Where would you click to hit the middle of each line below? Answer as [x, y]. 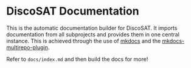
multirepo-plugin [27, 47]
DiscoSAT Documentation [73, 11]
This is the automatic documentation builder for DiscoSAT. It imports [92, 28]
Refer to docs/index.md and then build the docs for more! [77, 59]
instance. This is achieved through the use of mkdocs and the [84, 41]
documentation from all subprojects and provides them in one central [93, 34]
